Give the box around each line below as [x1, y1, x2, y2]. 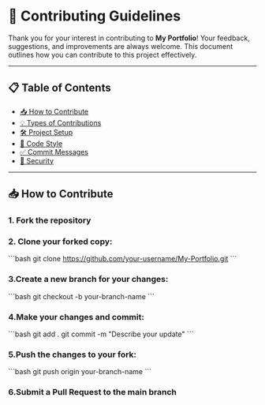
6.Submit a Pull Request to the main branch [8, 387, 177, 398]
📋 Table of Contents [8, 81, 112, 95]
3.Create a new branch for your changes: [8, 274, 169, 285]
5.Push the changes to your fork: [8, 349, 136, 360]
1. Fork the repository [8, 215, 91, 226]
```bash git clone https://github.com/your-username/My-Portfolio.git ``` [8, 254, 237, 264]
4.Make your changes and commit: [8, 311, 144, 322]
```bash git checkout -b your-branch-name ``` [8, 291, 155, 301]
